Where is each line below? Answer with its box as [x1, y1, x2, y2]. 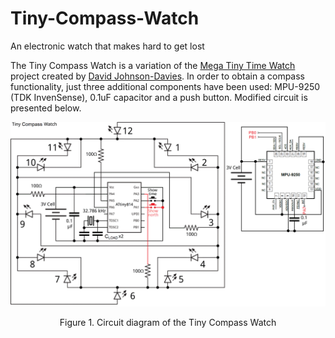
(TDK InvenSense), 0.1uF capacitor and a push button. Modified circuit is [10, 91, 308, 103]
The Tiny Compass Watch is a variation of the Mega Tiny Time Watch [10, 59, 296, 71]
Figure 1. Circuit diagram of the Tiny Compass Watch [59, 317, 277, 329]
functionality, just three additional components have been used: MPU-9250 [10, 80, 321, 92]
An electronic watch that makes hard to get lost [10, 40, 205, 52]
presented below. [10, 102, 82, 114]
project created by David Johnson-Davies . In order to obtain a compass [10, 70, 306, 82]
